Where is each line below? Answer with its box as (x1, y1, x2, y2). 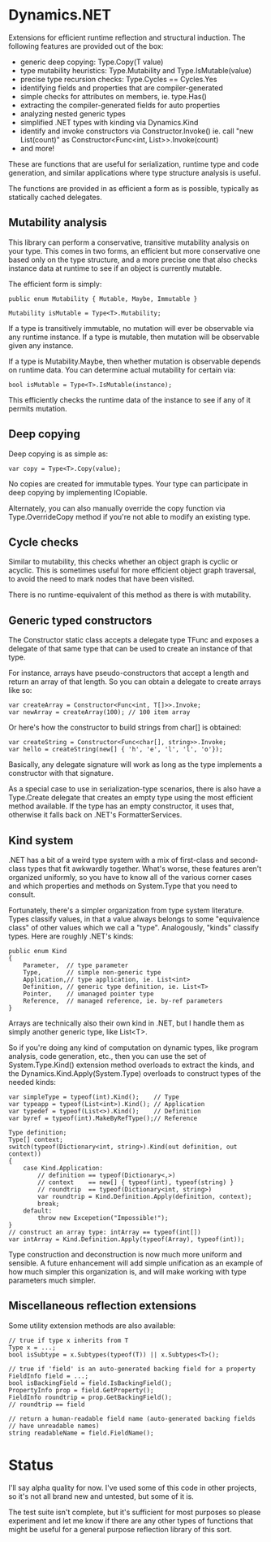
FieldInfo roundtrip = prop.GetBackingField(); (8, 1393, 173, 1401)
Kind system (8, 834, 74, 847)
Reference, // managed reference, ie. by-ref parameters (23, 997, 223, 1005)
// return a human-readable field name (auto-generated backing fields (8, 1414, 256, 1422)
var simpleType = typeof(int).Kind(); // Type (8, 1093, 180, 1101)
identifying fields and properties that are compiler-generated (19, 83, 223, 93)
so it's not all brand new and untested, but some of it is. (8, 1491, 195, 1501)
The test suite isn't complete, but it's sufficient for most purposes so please (8, 1507, 261, 1517)
